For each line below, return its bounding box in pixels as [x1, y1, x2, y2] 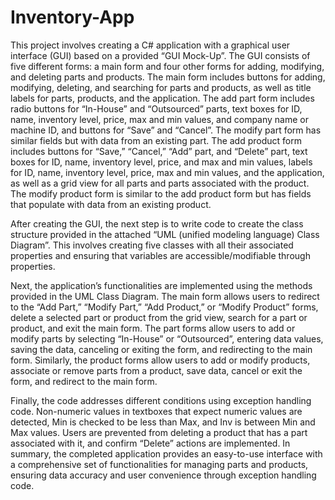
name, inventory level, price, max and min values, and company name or [10, 113, 310, 125]
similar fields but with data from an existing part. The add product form [10, 134, 302, 146]
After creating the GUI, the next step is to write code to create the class [10, 217, 304, 230]
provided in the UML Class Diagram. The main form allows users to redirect [10, 290, 320, 302]
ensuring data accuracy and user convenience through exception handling [10, 469, 317, 481]
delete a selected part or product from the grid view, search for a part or [10, 311, 308, 323]
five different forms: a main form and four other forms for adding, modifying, [10, 60, 325, 72]
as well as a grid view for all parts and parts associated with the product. [10, 177, 310, 189]
